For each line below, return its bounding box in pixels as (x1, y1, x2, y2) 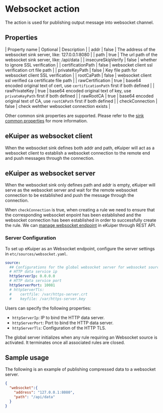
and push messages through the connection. (5, 155, 95, 161)
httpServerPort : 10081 (9, 283, 55, 288)
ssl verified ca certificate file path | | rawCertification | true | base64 (5, 77, 142, 83)
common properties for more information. (5, 118, 88, 123)
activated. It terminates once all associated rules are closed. (5, 339, 125, 345)
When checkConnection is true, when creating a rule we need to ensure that (5, 207, 155, 213)
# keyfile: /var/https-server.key (9, 296, 86, 301)
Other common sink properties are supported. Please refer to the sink (5, 113, 144, 119)
